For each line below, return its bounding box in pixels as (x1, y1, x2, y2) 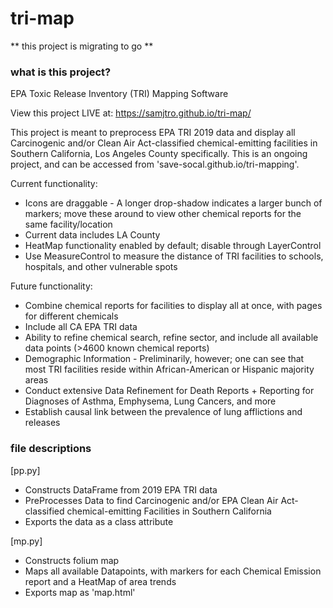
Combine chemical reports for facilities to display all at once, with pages (24, 300, 323, 312)
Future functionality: (10, 280, 93, 292)
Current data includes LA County (24, 229, 161, 241)
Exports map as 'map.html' (24, 586, 136, 598)
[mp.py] (10, 535, 43, 547)
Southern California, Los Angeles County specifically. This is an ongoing (10, 148, 308, 160)
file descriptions (10, 442, 92, 456)
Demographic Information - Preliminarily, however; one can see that (24, 353, 305, 365)
